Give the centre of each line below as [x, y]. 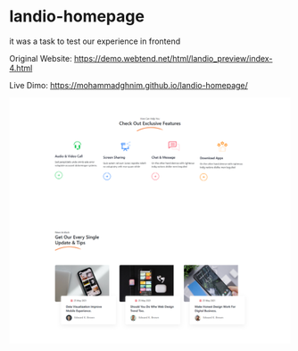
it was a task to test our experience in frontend [95, 41]
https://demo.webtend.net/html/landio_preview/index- [174, 58]
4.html [21, 68]
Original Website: [41, 58]
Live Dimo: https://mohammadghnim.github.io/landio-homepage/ [128, 85]
